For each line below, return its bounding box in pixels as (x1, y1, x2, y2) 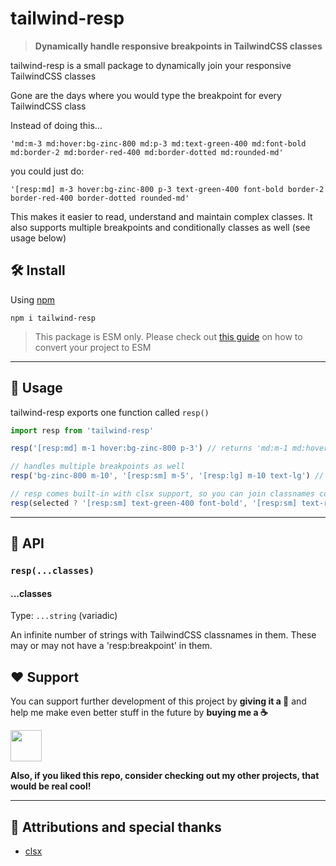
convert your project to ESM (34, 341, 152, 353)
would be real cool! (10, 780, 92, 792)
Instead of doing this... (10, 119, 103, 131)
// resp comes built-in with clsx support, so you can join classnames (10, 489, 315, 499)
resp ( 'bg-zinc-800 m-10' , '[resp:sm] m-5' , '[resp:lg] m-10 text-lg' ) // (10, 471, 325, 481)
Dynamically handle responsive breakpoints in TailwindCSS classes (34, 40, 323, 52)
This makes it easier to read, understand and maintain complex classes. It (10, 210, 313, 222)
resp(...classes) (10, 565, 95, 577)
